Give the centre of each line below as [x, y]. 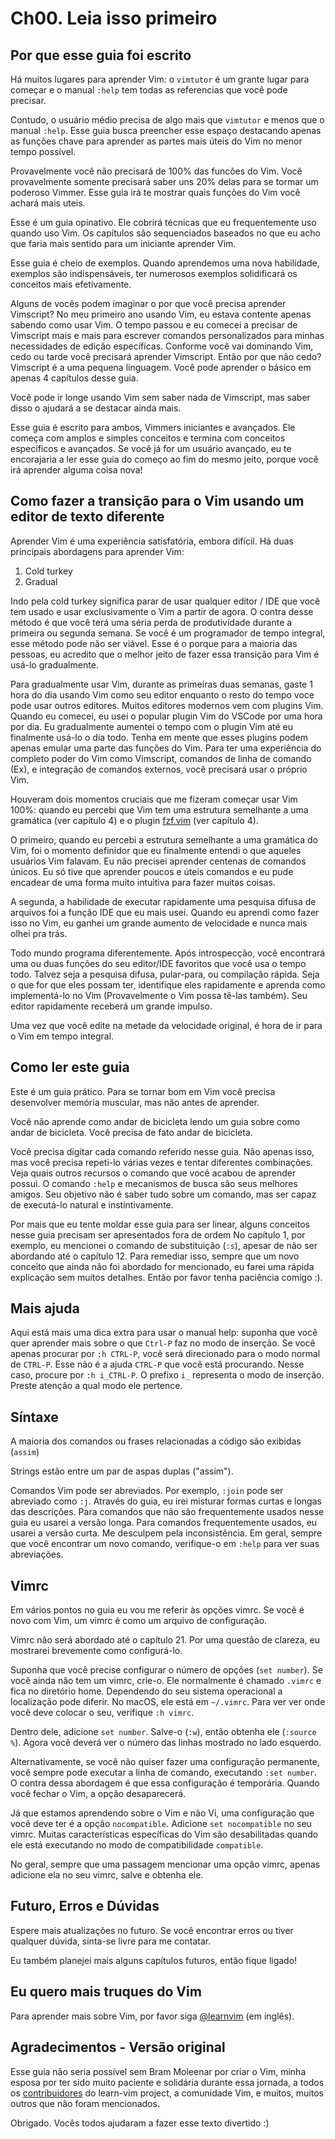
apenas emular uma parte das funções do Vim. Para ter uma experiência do [166, 748]
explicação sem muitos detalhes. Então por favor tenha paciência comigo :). [166, 1277]
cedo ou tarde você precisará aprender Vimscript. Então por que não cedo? [166, 356]
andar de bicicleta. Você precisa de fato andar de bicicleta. [131, 1132]
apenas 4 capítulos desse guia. [74, 378]
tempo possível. [43, 151]
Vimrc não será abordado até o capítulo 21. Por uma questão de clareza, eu [165, 1640]
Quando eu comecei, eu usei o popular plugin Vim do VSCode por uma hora [166, 716]
